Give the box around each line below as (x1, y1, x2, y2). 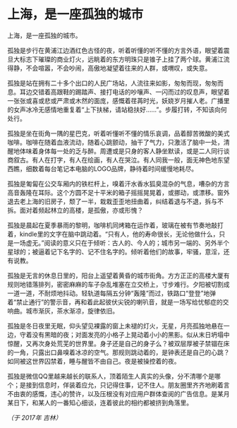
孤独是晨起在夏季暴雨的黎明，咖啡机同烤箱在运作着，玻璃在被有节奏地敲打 (7, 220, 224, 230)
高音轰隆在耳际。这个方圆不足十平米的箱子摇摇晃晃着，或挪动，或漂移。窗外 (7, 188, 230, 196)
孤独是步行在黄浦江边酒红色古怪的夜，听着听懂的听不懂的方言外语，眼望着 (7, 46, 224, 54)
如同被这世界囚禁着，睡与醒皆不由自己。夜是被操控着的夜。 (7, 357, 181, 365)
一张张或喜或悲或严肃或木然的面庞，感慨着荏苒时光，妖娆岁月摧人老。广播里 (7, 96, 230, 105)
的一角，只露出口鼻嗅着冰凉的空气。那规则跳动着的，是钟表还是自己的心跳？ (7, 347, 230, 357)
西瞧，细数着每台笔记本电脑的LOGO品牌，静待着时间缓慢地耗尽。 (7, 164, 198, 173)
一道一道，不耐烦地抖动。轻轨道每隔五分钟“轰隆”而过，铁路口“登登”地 (7, 289, 210, 297)
